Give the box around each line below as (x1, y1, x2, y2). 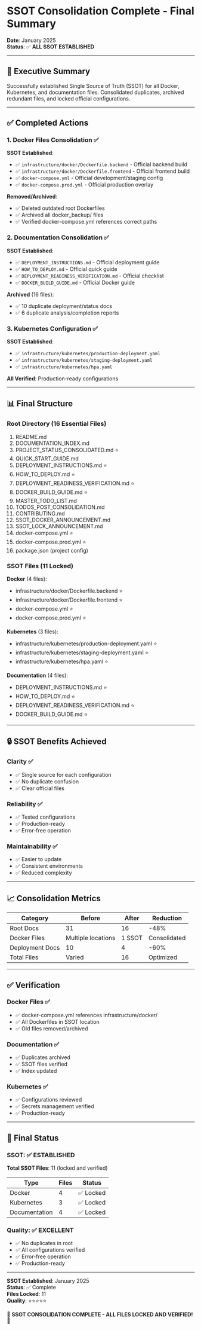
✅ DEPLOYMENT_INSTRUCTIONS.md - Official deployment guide (15, 258, 160, 266)
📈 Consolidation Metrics (7, 893, 101, 904)
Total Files (10, 953, 39, 962)
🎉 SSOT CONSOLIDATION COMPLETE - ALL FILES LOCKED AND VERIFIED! (7, 1311, 193, 1318)
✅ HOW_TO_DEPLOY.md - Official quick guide (15, 265, 117, 273)
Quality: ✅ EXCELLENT (7, 1226, 74, 1234)
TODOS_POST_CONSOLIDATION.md (15, 504, 105, 511)
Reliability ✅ (7, 800, 44, 808)
